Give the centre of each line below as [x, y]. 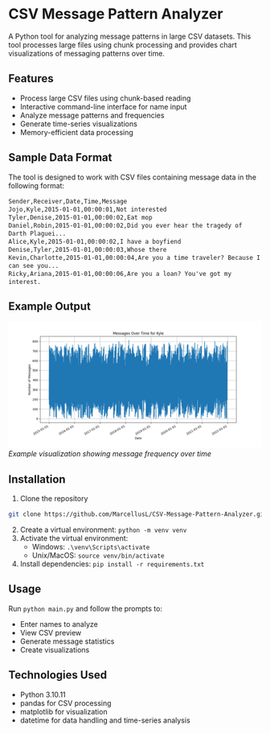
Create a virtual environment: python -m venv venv [103, 530]
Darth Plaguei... [37, 233]
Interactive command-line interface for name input [103, 106]
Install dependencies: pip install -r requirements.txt [112, 564]
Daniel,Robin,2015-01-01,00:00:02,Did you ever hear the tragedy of [125, 225]
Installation [37, 479]
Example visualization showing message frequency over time [110, 454]
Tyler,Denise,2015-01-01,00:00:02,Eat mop [80, 217]
